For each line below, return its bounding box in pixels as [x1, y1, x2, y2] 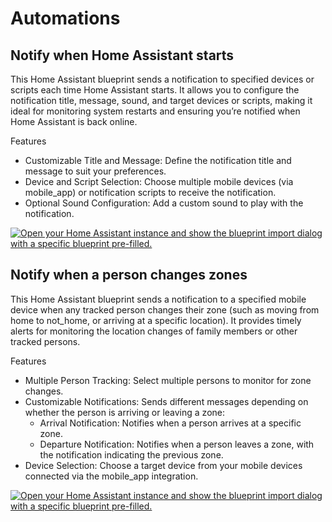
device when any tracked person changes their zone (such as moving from [10, 303, 320, 316]
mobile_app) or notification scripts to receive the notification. [24, 187, 277, 198]
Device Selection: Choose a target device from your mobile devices [24, 459, 303, 471]
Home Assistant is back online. [10, 116, 138, 127]
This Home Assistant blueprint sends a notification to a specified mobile [10, 293, 307, 305]
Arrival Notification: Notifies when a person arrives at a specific [39, 417, 302, 429]
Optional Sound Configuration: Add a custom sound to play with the [24, 197, 304, 209]
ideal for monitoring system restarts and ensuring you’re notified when [10, 105, 301, 117]
